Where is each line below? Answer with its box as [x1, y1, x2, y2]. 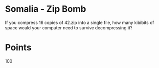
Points [5, 42, 32, 53]
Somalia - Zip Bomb [5, 3, 87, 15]
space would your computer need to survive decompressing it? [5, 24, 133, 30]
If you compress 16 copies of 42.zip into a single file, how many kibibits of [5, 20, 154, 25]
